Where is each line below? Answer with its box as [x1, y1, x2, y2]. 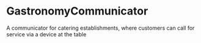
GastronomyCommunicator [6, 4, 148, 18]
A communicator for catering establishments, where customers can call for [6, 24, 195, 31]
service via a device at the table [6, 30, 87, 38]
